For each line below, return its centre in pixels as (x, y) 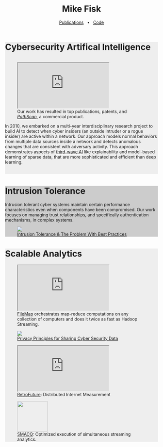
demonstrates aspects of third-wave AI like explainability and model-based (80, 152)
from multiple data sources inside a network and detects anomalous (73, 141)
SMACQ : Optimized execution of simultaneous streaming (74, 434)
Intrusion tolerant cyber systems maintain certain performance (67, 204)
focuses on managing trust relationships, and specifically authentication (77, 215)
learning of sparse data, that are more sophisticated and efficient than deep (81, 157)
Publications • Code (81, 22)
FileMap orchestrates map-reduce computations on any (73, 314)
